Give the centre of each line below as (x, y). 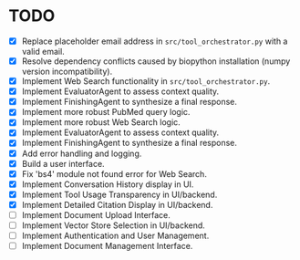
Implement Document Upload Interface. (96, 214)
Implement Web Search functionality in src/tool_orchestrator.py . (146, 81)
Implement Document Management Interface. (107, 246)
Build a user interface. (63, 163)
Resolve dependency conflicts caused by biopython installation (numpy (156, 61)
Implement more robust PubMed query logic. (106, 112)
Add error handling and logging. (82, 153)
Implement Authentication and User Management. (115, 235)
